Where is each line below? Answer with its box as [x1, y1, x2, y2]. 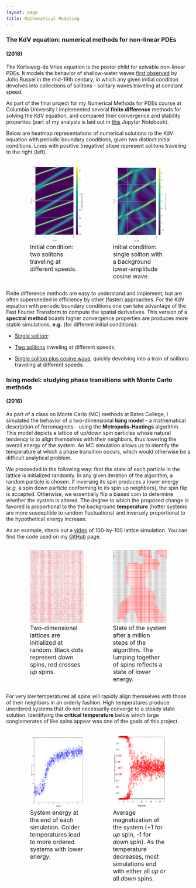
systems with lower [30, 845, 83, 853]
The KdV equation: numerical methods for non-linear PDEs [6, 36, 177, 44]
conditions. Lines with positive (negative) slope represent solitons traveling [6, 142, 187, 149]
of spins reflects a [113, 660, 163, 668]
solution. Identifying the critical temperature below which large [6, 711, 159, 718]
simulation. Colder [30, 823, 80, 831]
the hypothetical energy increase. [6, 515, 87, 522]
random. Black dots [30, 645, 84, 654]
